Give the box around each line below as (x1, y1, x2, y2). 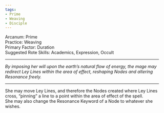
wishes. (5, 103, 21, 110)
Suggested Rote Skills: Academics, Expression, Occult (5, 50, 114, 56)
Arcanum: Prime (5, 34, 38, 40)
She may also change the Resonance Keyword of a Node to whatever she (5, 98, 153, 104)
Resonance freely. (5, 74, 41, 80)
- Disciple (5, 20, 27, 26)
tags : (5, 7, 16, 12)
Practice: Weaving (5, 39, 42, 45)
